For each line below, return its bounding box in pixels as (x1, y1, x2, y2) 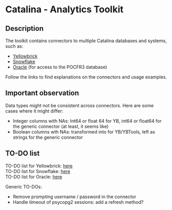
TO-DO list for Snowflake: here (5, 168, 71, 174)
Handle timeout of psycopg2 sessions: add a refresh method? (12, 199, 144, 205)
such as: (5, 43, 24, 49)
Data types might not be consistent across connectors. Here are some (5, 102, 154, 108)
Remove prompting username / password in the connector (12, 194, 137, 200)
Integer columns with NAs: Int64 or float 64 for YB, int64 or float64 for (12, 118, 162, 124)
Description (5, 24, 44, 33)
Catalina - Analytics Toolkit (5, 4, 124, 15)
